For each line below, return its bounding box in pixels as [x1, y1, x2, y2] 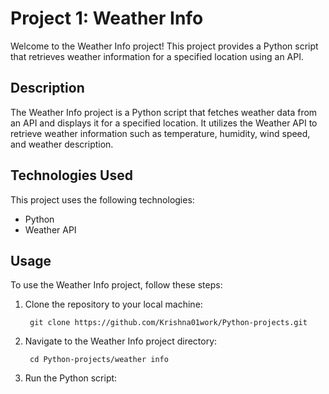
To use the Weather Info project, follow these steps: [10, 279, 223, 291]
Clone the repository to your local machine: [24, 298, 203, 311]
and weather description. [10, 138, 114, 150]
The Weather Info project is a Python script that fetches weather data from [10, 106, 318, 118]
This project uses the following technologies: [10, 193, 195, 206]
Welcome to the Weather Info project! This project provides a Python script [10, 40, 319, 52]
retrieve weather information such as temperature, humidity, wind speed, [10, 127, 311, 139]
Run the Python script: [24, 372, 118, 384]
